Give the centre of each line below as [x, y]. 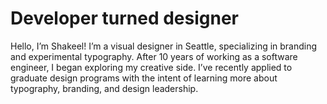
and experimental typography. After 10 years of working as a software [154, 56]
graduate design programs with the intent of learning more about [144, 78]
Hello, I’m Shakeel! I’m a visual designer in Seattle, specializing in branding [164, 46]
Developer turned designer [124, 18]
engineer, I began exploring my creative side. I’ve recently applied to [151, 67]
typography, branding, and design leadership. [104, 88]
